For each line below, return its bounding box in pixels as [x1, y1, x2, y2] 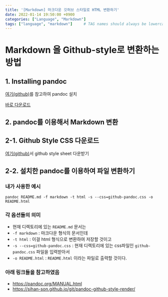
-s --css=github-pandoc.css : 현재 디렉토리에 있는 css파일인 [12, 242, 134, 248]
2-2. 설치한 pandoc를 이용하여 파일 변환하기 [5, 166, 135, 175]
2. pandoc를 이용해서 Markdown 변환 [5, 118, 118, 126]
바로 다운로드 [5, 102, 31, 108]
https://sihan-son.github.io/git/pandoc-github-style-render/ [12, 286, 135, 292]
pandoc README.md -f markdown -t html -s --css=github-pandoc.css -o [5, 195, 153, 200]
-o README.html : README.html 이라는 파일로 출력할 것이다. [12, 255, 127, 261]
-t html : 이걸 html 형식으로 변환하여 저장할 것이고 [12, 236, 112, 242]
